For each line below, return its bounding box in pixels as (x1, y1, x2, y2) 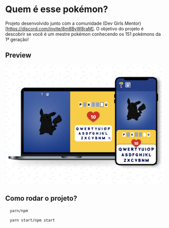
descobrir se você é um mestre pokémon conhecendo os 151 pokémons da (5, 31, 161, 37)
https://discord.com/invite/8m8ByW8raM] (7, 25, 94, 31)
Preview (5, 51, 32, 60)
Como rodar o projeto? (5, 194, 77, 203)
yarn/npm (10, 208, 28, 213)
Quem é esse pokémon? (5, 4, 108, 15)
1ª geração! (5, 36, 29, 42)
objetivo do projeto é (100, 25, 144, 31)
